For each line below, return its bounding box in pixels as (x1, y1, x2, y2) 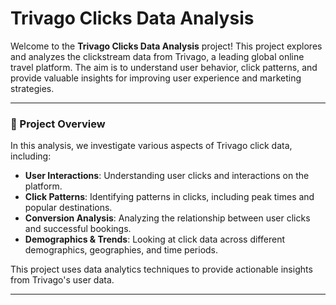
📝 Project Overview (10, 117, 106, 131)
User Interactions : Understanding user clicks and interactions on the (24, 170, 310, 182)
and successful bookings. (24, 223, 132, 235)
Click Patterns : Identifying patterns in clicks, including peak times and (24, 191, 315, 203)
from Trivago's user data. (10, 274, 115, 286)
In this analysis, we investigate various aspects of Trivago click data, (10, 140, 293, 152)
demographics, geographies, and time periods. (24, 244, 219, 256)
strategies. (10, 82, 55, 94)
